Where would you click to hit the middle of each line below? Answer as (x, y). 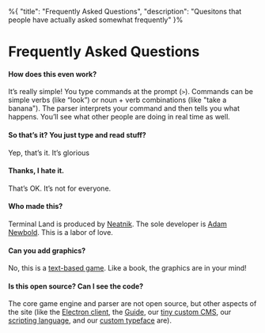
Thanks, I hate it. (36, 171)
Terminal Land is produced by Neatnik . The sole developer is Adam (117, 224)
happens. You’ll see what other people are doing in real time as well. (119, 117)
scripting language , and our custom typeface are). (90, 320)
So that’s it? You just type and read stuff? (77, 134)
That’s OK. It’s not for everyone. (60, 188)
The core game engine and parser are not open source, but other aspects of (132, 304)
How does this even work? (53, 74)
